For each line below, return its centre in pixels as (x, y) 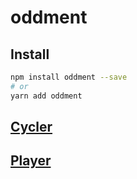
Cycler (31, 127)
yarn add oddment (46, 96)
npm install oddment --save (69, 77)
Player (31, 161)
